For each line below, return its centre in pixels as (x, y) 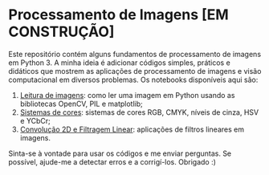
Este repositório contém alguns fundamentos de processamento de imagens (135, 54)
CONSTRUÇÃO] (61, 32)
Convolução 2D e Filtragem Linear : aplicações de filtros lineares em (132, 129)
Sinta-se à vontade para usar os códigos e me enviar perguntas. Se (120, 153)
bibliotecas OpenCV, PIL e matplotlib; (81, 104)
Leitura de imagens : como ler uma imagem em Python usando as (127, 95)
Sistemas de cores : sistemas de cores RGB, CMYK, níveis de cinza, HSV (139, 112)
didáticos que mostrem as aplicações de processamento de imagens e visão (135, 71)
